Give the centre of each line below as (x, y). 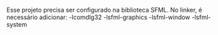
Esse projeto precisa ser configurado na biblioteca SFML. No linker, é (104, 10)
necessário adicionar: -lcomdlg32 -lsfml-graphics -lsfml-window (98, 17)
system (17, 24)
